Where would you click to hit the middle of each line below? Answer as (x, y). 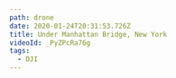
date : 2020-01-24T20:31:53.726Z (70, 26)
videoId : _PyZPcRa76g (50, 43)
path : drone (32, 17)
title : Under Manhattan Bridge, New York (88, 34)
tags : (19, 51)
